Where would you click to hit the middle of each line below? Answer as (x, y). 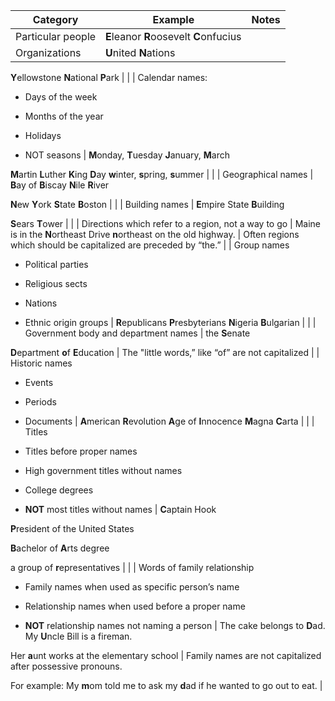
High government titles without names (103, 470)
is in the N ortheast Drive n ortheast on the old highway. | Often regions (155, 234)
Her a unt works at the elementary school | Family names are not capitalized (166, 655)
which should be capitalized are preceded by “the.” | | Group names (150, 245)
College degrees (59, 490)
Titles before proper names (81, 451)
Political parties (56, 264)
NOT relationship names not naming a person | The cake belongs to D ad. (175, 625)
